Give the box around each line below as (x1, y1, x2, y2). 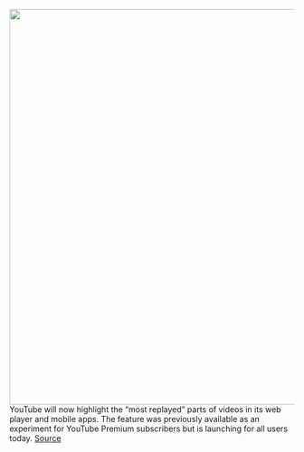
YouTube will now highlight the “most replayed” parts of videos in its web (9, 404, 282, 415)
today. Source (9, 433, 62, 443)
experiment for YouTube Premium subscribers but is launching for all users (9, 423, 288, 434)
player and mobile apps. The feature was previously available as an (9, 414, 261, 424)
